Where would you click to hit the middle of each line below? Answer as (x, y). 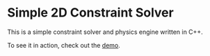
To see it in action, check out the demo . (64, 45)
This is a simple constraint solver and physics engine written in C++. (105, 32)
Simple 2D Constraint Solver (90, 13)
